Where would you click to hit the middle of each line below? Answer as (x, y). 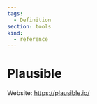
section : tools (29, 26)
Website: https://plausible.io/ (48, 93)
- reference (31, 40)
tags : (15, 14)
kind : (15, 33)
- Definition (32, 20)
